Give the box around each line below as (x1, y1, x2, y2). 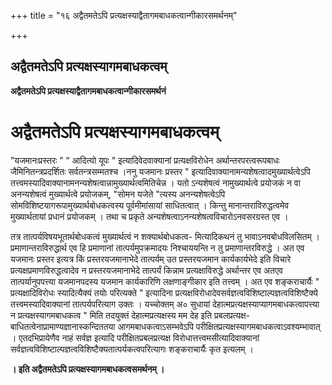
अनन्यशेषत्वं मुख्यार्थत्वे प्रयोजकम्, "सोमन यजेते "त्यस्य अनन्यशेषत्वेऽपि (10, 188, 226, 200)
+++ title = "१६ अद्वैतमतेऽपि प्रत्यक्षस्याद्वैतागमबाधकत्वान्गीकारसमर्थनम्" (10, 10, 238, 21)
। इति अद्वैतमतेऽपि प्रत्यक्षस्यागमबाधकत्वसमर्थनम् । (10, 363, 165, 375)
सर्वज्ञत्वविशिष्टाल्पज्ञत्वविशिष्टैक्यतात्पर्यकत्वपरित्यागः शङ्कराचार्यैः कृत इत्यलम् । (10, 343, 254, 355)
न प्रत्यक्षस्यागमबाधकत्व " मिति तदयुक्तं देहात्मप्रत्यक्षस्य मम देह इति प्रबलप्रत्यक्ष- (10, 309, 251, 321)
